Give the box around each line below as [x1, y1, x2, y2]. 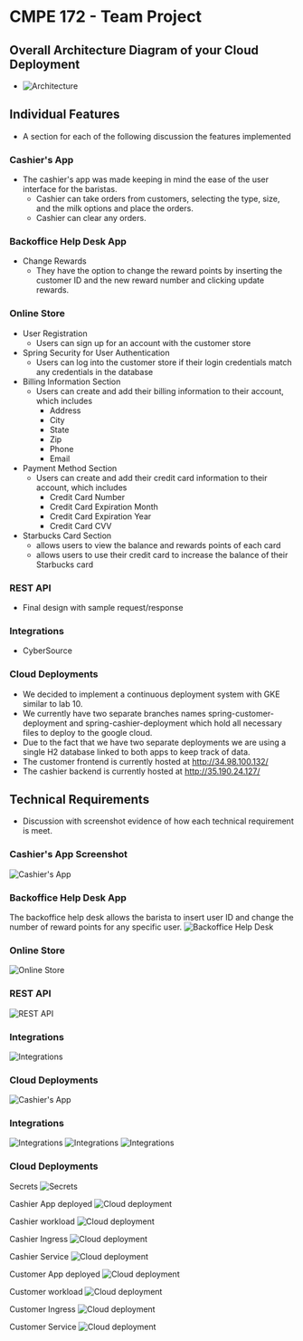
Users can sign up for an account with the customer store [35, 337, 251, 348]
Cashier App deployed [9, 1198, 93, 1209]
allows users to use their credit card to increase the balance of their [35, 549, 289, 560]
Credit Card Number [49, 491, 126, 502]
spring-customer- [207, 708, 274, 719]
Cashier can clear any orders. [35, 213, 147, 224]
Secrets [9, 1181, 39, 1191]
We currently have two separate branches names [22, 708, 206, 719]
